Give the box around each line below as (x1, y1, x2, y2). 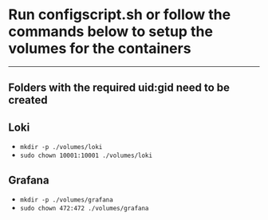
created (8, 93, 48, 107)
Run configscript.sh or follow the (8, 6, 231, 24)
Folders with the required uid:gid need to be (8, 81, 230, 95)
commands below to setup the (8, 22, 214, 41)
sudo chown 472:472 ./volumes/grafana (19, 204, 149, 212)
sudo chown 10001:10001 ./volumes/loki (19, 151, 153, 160)
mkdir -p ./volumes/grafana (19, 195, 113, 204)
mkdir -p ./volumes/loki (19, 143, 103, 151)
